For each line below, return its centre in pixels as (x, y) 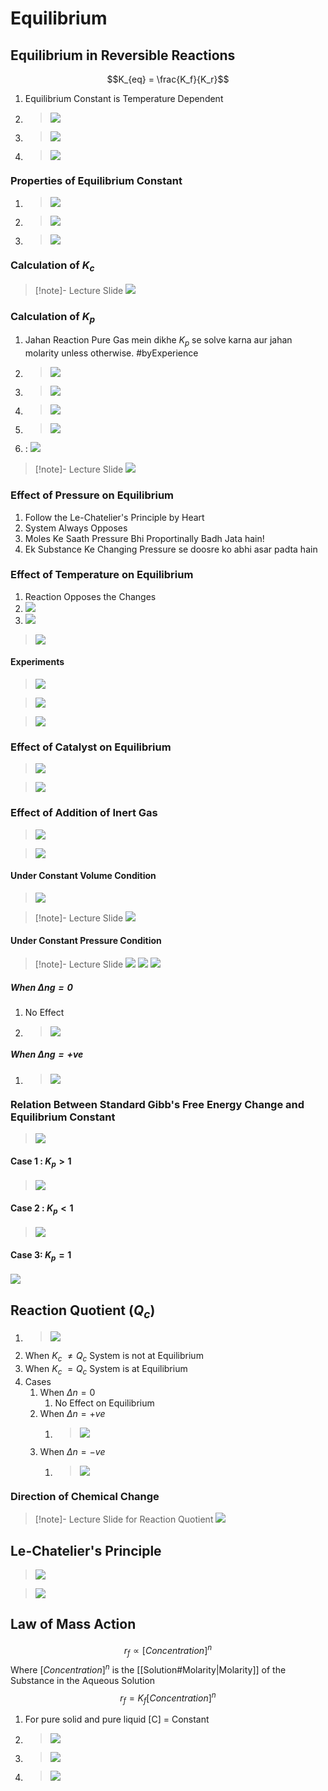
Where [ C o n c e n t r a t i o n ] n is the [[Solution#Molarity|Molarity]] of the (148, 1669)
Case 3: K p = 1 (41, 1255)
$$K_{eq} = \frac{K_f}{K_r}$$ (168, 79)
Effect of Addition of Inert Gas (84, 813)
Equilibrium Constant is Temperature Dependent (124, 98)
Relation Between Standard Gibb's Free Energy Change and (157, 1104)
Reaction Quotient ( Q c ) (83, 1311)
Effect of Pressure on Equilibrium (92, 495)
